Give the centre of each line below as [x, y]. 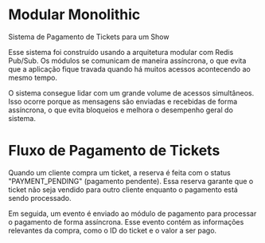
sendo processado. [40, 198]
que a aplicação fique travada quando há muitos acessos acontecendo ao [129, 69]
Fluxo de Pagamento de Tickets [114, 151]
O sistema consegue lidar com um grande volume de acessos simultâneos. [131, 92]
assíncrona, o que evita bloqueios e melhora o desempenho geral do [121, 110]
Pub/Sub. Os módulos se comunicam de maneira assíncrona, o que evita [127, 61]
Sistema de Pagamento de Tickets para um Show [89, 37]
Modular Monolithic [74, 15]
